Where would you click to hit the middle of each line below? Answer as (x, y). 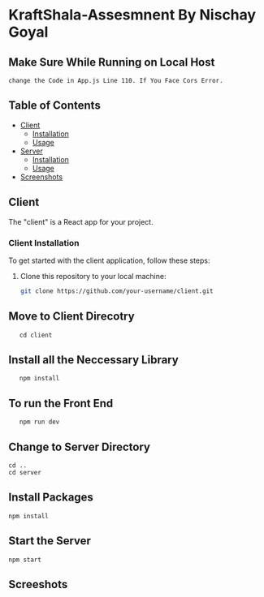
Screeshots (38, 584)
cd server (25, 473)
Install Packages (51, 498)
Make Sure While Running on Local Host (112, 62)
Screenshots (41, 177)
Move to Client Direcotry (72, 317)
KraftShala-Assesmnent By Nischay (132, 15)
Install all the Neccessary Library (93, 360)
